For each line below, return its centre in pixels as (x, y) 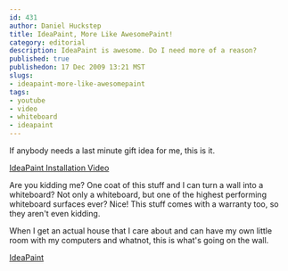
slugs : (21, 76)
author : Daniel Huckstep (55, 26)
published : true (39, 59)
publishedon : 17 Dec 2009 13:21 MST (77, 68)
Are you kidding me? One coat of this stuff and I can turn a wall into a (136, 185)
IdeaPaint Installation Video (59, 168)
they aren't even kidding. (55, 214)
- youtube (28, 100)
